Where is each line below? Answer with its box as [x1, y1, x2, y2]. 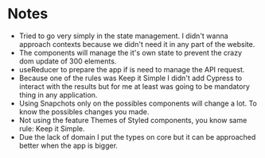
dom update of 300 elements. [18, 56, 117, 66]
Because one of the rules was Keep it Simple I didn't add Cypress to [18, 73, 243, 83]
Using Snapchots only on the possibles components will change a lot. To [18, 98, 258, 108]
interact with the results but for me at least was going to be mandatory [18, 81, 250, 91]
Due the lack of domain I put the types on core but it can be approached [18, 132, 256, 141]
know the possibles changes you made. [18, 106, 150, 116]
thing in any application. [18, 90, 98, 99]
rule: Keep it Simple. [18, 124, 85, 133]
